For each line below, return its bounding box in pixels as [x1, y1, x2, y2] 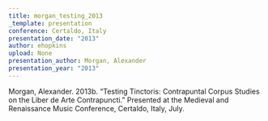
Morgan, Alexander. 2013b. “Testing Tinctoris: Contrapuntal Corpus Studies [8, 86, 261, 96]
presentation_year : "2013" [8, 65, 100, 73]
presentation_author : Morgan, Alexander [8, 57, 147, 65]
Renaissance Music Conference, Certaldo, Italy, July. [8, 103, 185, 113]
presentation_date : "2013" [8, 34, 100, 43]
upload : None [8, 49, 53, 57]
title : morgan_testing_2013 [8, 11, 104, 20]
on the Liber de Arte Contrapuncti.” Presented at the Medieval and [8, 94, 229, 105]
